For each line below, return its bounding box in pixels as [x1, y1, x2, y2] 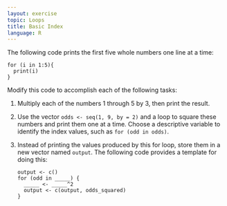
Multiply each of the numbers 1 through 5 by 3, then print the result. [17, 100, 210, 108]
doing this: [17, 156, 48, 164]
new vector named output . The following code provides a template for [17, 148, 217, 156]
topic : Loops [7, 17, 45, 24]
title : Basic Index [7, 23, 64, 30]
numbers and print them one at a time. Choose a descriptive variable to [17, 120, 221, 129]
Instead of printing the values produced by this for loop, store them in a [17, 141, 221, 149]
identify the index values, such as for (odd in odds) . [17, 127, 170, 135]
